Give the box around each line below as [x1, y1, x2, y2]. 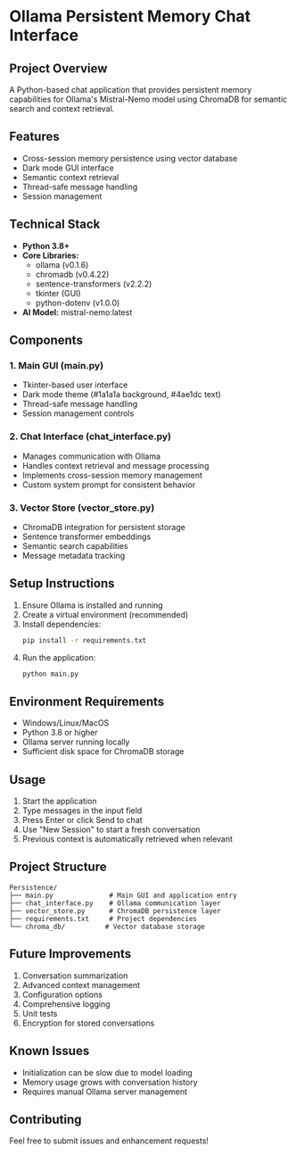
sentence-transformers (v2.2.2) [35, 278, 152, 289]
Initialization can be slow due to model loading [21, 1067, 193, 1077]
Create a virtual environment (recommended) [21, 609, 189, 619]
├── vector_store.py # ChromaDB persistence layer [9, 906, 221, 916]
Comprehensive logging [21, 998, 111, 1010]
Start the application [21, 796, 97, 807]
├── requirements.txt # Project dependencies [9, 914, 198, 923]
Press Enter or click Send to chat [21, 815, 143, 826]
